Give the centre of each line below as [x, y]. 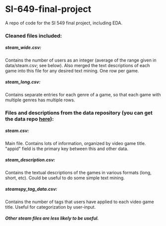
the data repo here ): [29, 119]
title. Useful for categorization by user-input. [50, 207]
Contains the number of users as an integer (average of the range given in [81, 60]
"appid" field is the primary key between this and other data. [67, 149]
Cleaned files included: [34, 36]
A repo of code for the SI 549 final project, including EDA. [64, 23]
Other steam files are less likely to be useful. [52, 218]
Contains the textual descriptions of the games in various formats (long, [79, 172]
